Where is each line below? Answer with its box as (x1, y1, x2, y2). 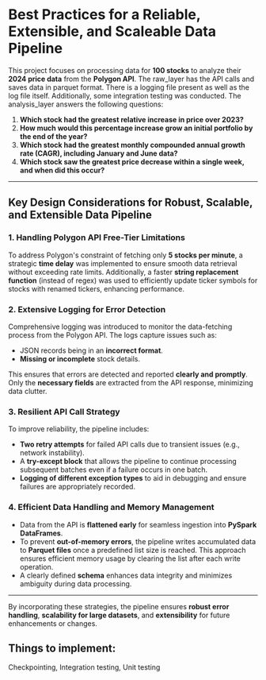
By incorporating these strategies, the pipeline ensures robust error (8, 601, 230, 611)
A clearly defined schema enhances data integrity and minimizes (19, 570, 233, 580)
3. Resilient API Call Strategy (8, 406, 120, 417)
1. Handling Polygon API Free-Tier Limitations (8, 232, 186, 243)
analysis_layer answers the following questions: (8, 99, 164, 109)
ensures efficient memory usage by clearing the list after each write (19, 554, 241, 563)
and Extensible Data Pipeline (8, 208, 152, 222)
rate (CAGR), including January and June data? (19, 149, 178, 158)
